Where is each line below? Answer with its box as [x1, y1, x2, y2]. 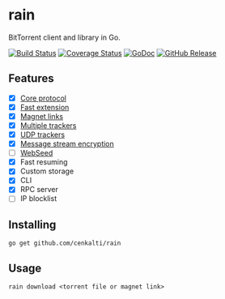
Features [8, 71, 54, 86]
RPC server [19, 185, 58, 194]
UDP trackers [19, 130, 66, 139]
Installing [8, 217, 57, 232]
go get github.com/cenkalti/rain [8, 239, 121, 248]
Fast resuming [19, 157, 68, 167]
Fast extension [19, 102, 70, 112]
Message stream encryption [19, 139, 115, 149]
